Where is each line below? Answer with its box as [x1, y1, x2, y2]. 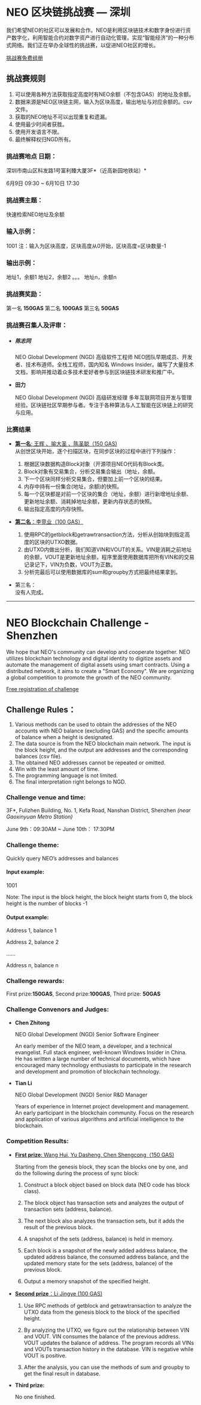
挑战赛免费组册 [6, 54, 43, 61]
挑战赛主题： [6, 196, 44, 204]
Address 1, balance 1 [6, 927, 57, 934]
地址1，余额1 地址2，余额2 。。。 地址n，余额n [6, 273, 117, 280]
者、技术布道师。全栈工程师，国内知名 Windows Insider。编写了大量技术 [14, 361, 194, 368]
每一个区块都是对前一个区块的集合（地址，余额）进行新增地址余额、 [23, 491, 192, 498]
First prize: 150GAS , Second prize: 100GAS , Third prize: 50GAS [6, 990, 161, 997]
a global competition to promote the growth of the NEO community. [6, 674, 172, 681]
